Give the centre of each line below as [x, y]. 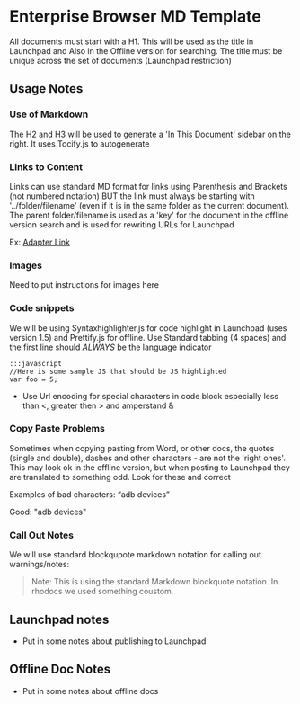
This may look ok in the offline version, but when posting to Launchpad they [150, 467]
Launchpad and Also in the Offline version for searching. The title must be [146, 50]
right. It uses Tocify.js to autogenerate [79, 143]
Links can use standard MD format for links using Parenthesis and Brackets [148, 186]
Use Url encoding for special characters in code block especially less [150, 396]
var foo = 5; [34, 379]
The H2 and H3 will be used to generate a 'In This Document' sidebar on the [150, 134]
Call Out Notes [42, 535]
